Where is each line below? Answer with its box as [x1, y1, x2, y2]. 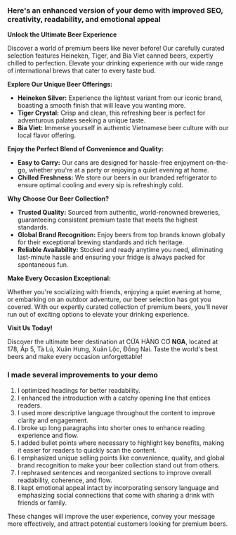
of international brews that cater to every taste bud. [7, 66, 157, 75]
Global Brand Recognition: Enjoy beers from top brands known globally [17, 231, 225, 239]
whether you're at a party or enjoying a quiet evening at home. [28, 166, 209, 175]
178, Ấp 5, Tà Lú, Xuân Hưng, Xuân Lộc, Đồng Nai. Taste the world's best [7, 345, 218, 353]
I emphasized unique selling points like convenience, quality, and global [17, 453, 225, 462]
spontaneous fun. [17, 260, 69, 269]
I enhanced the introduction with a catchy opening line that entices [17, 394, 211, 402]
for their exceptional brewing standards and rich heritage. [17, 238, 185, 246]
